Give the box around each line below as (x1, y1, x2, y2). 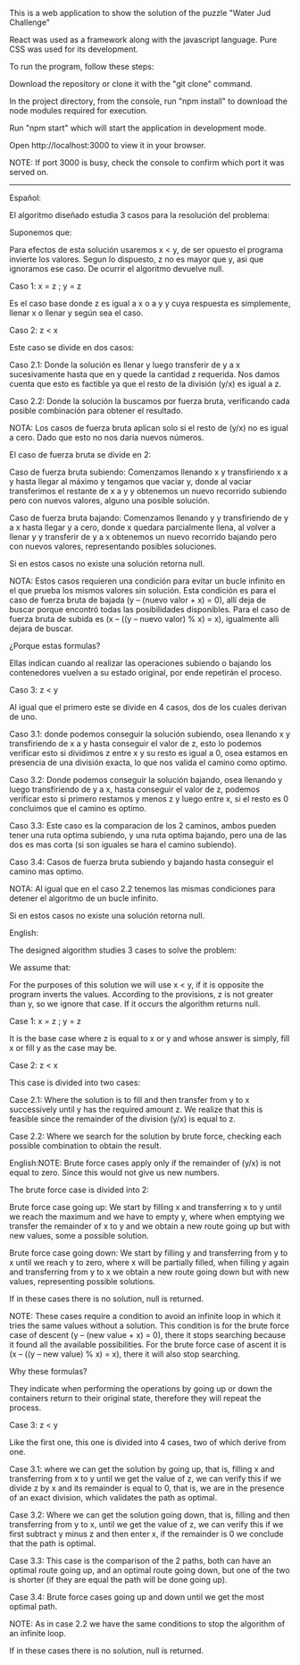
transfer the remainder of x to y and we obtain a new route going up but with (9, 1221, 290, 1232)
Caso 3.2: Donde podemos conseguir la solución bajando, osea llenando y (9, 775, 283, 785)
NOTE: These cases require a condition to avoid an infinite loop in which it (9, 1311, 281, 1321)
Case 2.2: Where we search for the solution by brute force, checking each (9, 1131, 282, 1141)
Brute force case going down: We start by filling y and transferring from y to (9, 1248, 288, 1258)
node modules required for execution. (9, 105, 148, 115)
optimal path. (9, 1602, 58, 1611)
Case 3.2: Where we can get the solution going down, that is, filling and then (9, 1509, 290, 1520)
